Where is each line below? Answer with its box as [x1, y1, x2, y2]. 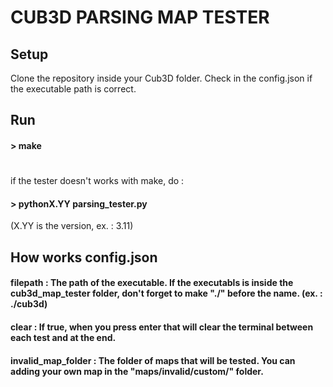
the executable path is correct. [10, 83, 137, 95]
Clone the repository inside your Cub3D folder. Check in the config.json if [10, 72, 313, 84]
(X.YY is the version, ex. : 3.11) [10, 220, 134, 232]
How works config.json [10, 249, 158, 266]
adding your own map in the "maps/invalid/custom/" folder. [10, 365, 264, 377]
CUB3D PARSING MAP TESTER [10, 6, 270, 29]
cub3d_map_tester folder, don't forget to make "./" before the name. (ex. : [10, 287, 323, 300]
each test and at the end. [10, 331, 117, 343]
